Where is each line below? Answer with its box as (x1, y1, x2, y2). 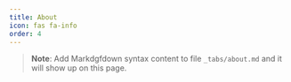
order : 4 (9, 29, 42, 38)
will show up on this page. (30, 63, 127, 73)
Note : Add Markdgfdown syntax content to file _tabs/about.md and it (30, 54, 283, 64)
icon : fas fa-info (9, 21, 77, 30)
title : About (9, 12, 58, 22)
